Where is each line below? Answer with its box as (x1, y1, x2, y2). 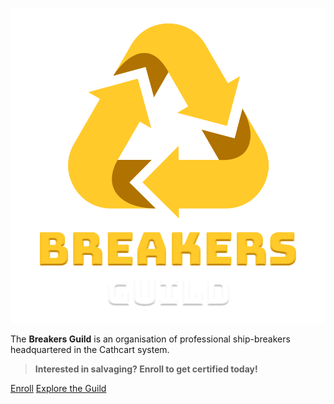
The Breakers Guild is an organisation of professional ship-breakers (10, 333, 291, 345)
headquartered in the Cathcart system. (10, 344, 170, 355)
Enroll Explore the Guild (10, 383, 107, 394)
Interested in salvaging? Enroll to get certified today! (34, 363, 258, 375)
